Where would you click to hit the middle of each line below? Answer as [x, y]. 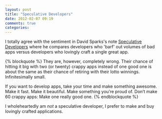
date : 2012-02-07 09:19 [29, 19]
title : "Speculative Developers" [39, 14]
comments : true [20, 23]
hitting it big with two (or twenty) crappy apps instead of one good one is [79, 67]
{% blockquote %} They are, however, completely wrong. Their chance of [79, 61]
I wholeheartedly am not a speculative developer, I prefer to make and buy [80, 106]
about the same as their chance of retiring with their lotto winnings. [72, 72]
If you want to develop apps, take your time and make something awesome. [81, 86]
